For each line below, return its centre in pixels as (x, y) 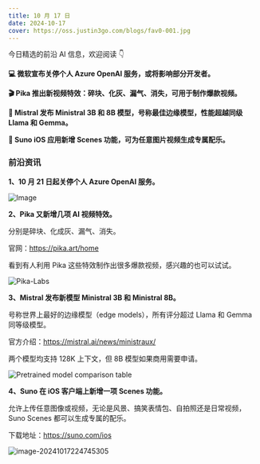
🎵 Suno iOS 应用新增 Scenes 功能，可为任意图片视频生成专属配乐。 (119, 140)
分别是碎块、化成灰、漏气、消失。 (64, 231)
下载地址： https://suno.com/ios (60, 435)
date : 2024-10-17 (37, 23)
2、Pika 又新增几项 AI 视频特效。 (63, 214)
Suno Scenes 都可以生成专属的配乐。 (69, 418)
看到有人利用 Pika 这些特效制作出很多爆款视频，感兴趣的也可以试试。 (122, 265)
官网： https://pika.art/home (54, 248)
